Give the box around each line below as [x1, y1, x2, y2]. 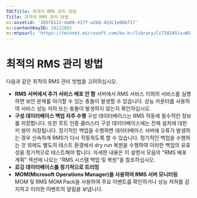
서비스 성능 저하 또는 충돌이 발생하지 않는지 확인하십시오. [21, 105, 152, 112]
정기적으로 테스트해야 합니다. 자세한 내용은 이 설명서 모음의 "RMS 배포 [25, 149, 187, 156]
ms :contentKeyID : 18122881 [6, 25, 72, 31]
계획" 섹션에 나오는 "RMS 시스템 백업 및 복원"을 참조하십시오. [14, 156, 156, 163]
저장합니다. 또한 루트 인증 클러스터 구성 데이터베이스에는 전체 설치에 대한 [21, 120, 188, 127]
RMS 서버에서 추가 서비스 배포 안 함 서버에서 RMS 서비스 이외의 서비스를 [14, 90, 181, 97]
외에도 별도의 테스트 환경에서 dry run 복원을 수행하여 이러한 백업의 [27, 142, 180, 149]
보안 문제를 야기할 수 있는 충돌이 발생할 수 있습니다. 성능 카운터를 [25, 98, 175, 105]
